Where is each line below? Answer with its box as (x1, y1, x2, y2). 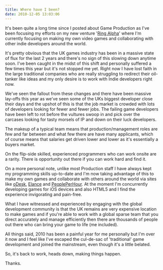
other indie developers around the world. (5, 40, 87, 46)
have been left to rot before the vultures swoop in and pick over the (5, 111, 140, 117)
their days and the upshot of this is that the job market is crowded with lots (5, 101, 155, 107)
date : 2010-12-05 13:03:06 (5, 12, 60, 17)
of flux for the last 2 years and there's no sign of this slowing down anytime (5, 55, 157, 61)
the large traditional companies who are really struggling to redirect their (5, 71, 150, 77)
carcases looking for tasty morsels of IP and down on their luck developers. (5, 116, 157, 122)
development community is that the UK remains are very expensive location (5, 206, 157, 212)
